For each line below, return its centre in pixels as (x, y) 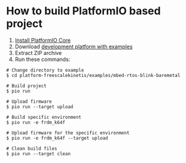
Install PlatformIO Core (43, 40)
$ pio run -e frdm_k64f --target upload (57, 138)
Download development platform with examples (74, 47)
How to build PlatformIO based (83, 11)
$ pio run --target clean (38, 153)
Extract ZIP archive (38, 53)
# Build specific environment (44, 117)
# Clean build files (32, 148)
